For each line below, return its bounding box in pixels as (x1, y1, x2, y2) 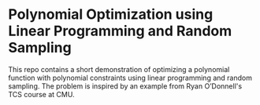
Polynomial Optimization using (8, 5, 214, 24)
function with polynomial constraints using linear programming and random (8, 73, 252, 82)
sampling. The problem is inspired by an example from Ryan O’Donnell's (8, 81, 243, 91)
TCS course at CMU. (8, 89, 75, 99)
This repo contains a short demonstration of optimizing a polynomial (8, 64, 230, 74)
